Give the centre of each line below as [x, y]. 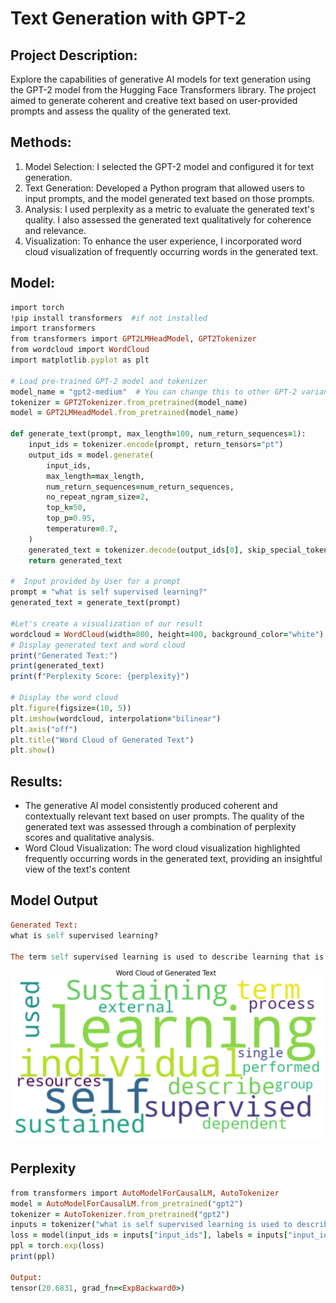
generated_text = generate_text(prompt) [96, 603]
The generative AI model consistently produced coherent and [151, 806]
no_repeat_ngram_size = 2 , [98, 497]
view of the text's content [77, 869]
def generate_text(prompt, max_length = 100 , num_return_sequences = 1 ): [158, 434]
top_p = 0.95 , [71, 518]
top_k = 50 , [66, 508]
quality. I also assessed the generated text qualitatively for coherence [168, 219]
